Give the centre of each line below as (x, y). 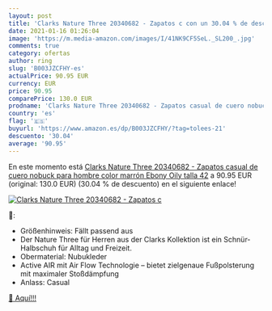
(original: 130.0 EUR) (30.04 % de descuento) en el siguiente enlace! (123, 183)
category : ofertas (39, 53)
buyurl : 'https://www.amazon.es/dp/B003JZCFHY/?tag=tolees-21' (117, 128)
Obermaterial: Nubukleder (64, 256)
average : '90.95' (38, 143)
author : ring (30, 61)
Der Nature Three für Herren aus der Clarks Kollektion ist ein (121, 239)
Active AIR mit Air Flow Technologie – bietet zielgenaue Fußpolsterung (137, 265)
